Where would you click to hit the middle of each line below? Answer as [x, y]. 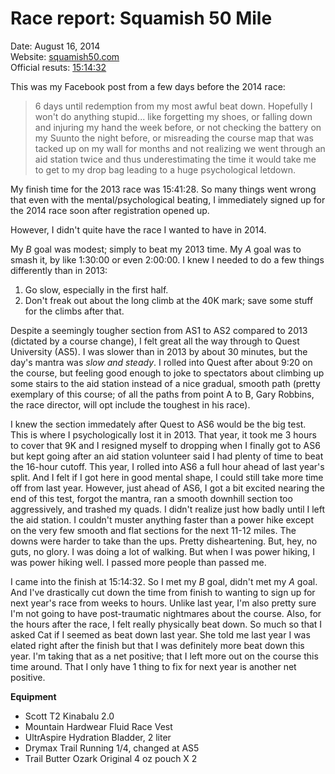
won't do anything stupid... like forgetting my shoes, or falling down [173, 116]
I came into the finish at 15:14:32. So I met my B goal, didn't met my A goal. [164, 581]
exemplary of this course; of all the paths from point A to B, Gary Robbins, [162, 394]
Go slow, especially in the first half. [96, 289]
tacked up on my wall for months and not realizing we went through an [180, 148]
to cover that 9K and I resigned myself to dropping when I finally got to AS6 [165, 445]
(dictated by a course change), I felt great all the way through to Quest [155, 341]
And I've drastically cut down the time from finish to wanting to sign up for [163, 592]
